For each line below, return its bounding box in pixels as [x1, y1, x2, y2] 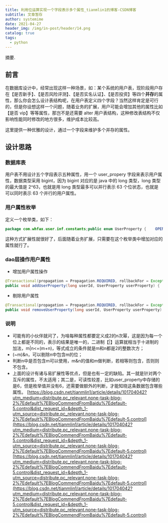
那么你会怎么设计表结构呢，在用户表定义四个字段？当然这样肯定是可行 [13, 97, 158, 103]
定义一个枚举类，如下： [5, 216, 53, 222]
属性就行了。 [5, 242, 31, 248]
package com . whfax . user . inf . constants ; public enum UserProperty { [5, 226, 146, 231]
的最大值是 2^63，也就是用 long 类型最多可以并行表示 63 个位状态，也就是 [5, 184, 159, 190]
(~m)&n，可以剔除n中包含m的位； [12, 352, 83, 358]
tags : [5, 36, 16, 41]
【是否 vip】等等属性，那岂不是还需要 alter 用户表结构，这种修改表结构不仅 [5, 110, 160, 116]
